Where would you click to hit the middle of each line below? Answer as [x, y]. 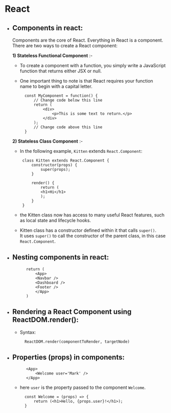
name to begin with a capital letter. [56, 86]
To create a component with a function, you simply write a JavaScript [93, 65]
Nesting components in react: [60, 257]
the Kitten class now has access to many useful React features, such [92, 215]
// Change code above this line [68, 127]
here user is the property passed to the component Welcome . [83, 387]
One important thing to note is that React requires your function [87, 81]
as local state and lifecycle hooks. [55, 220]
